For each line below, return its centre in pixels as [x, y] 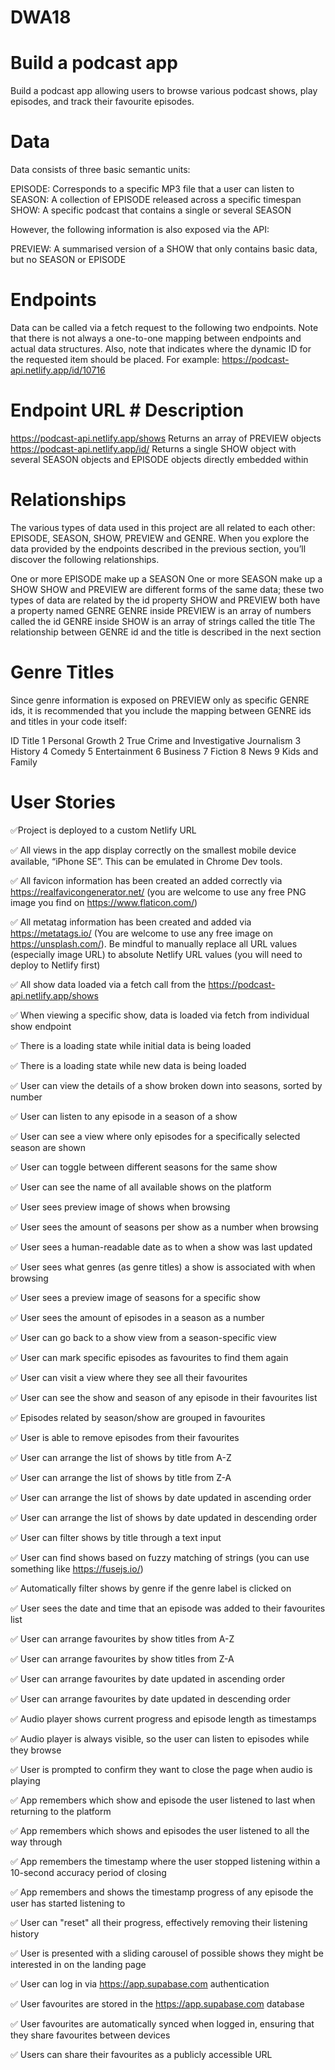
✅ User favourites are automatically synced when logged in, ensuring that [162, 2023]
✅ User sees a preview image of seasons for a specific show [135, 1297]
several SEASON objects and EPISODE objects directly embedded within [159, 459]
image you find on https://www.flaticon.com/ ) [104, 902]
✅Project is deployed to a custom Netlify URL [103, 830]
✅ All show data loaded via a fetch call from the [108, 984]
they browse [36, 1750]
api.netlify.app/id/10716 [58, 370]
